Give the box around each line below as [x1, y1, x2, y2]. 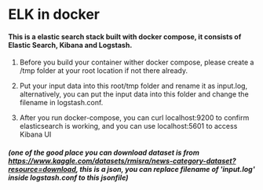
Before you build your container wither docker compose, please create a [19, 57, 254, 68]
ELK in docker [8, 5, 100, 24]
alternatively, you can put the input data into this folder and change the [19, 90, 249, 99]
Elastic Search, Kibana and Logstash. [8, 40, 133, 49]
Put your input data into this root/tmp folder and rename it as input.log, [19, 81, 248, 91]
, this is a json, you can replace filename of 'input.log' [75, 164, 255, 174]
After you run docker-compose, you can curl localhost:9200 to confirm [19, 113, 250, 122]
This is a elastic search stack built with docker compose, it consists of [8, 31, 242, 41]
